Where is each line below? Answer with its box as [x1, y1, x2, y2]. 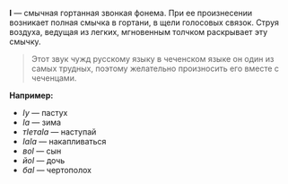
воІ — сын [22, 145, 62, 156]
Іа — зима [22, 117, 61, 127]
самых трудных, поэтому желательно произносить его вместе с [31, 63, 280, 74]
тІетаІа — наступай [22, 127, 97, 137]
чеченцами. [31, 73, 77, 83]
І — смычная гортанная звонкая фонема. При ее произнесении [9, 8, 253, 18]
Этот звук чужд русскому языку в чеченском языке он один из [31, 54, 275, 64]
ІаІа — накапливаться [22, 136, 107, 146]
